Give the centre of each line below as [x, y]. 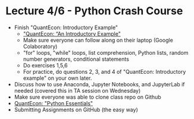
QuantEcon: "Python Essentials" [54, 103]
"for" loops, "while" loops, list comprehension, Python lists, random [106, 52]
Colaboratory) [40, 46]
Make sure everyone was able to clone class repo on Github [87, 97]
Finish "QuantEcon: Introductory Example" [66, 27]
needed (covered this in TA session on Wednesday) [77, 90]
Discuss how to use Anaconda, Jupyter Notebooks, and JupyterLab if [99, 84]
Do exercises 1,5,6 [45, 65]
